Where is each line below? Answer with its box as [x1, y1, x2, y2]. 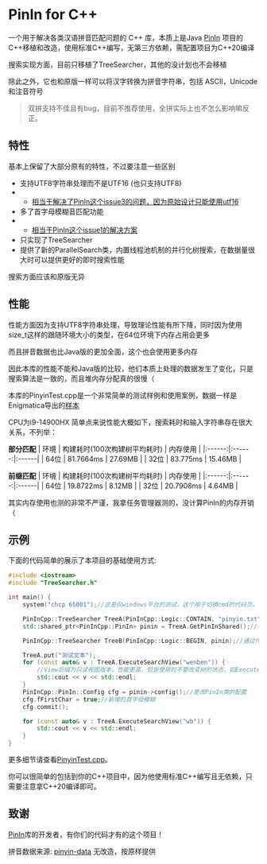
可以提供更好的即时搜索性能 [33, 254, 125, 264]
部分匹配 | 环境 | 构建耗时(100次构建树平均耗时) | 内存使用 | [8, 444, 201, 454]
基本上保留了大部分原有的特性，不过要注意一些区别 [8, 161, 176, 171]
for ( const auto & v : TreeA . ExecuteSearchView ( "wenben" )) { [22, 658, 226, 667]
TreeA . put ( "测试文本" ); [22, 651, 97, 659]
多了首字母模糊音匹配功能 [19, 207, 104, 216]
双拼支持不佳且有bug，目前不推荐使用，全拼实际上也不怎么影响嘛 [27, 103, 243, 113]
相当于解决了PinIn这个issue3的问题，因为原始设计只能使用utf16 [31, 196, 239, 206]
